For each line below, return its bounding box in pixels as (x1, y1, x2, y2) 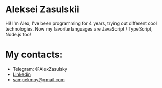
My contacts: (5, 49, 63, 61)
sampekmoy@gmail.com (12, 76, 65, 82)
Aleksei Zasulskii (5, 4, 79, 15)
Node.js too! (5, 31, 31, 37)
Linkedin (12, 71, 31, 77)
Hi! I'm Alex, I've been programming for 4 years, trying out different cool (5, 20, 157, 26)
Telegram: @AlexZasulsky (12, 66, 68, 72)
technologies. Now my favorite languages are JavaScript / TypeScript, (5, 25, 153, 32)
